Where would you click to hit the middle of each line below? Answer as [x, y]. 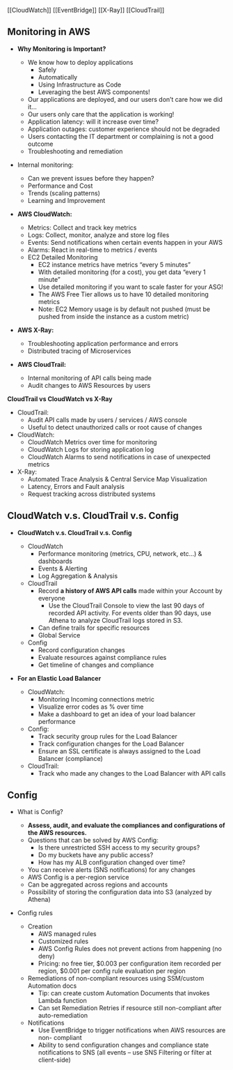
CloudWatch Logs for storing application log [91, 449]
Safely [47, 70]
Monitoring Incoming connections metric [96, 699]
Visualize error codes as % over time [91, 707]
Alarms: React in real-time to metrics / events [93, 250]
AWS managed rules [67, 934]
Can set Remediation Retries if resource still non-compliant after [130, 1008]
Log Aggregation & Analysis [78, 575]
